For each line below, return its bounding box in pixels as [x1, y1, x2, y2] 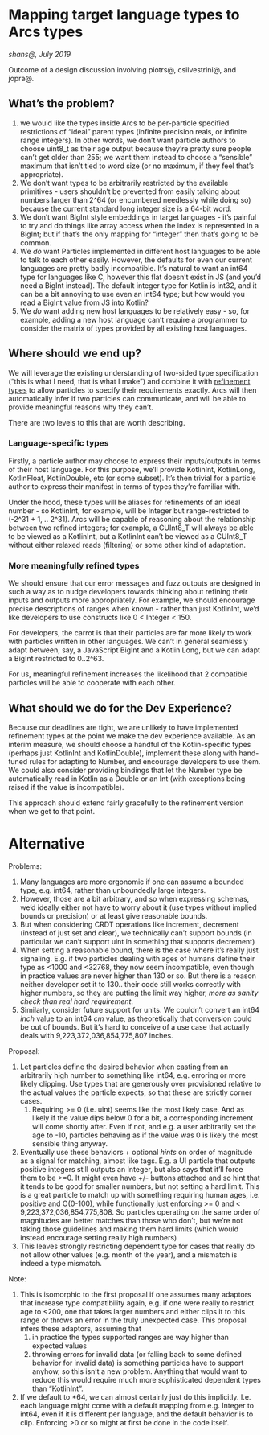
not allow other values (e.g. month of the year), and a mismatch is [19, 1249, 238, 1260]
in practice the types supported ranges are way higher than [31, 1332, 229, 1342]
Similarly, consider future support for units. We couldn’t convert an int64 [19, 1005, 259, 1014]
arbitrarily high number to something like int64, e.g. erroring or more [19, 1070, 247, 1079]
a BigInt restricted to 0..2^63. [8, 654, 104, 664]
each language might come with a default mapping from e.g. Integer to [19, 1400, 255, 1410]
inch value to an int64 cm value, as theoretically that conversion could [19, 1014, 252, 1023]
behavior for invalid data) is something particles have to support [31, 1358, 244, 1367]
